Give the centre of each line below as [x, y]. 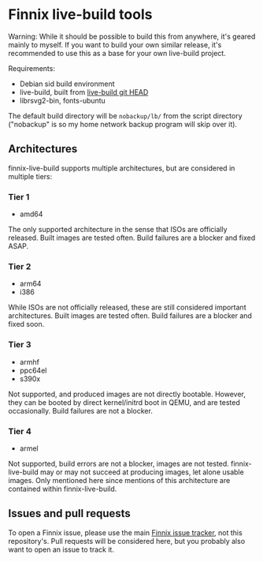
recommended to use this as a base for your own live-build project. [117, 53]
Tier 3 [20, 345]
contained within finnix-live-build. [63, 489]
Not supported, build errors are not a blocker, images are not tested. [119, 463]
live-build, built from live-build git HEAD [84, 92]
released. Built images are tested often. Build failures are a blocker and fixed [132, 238]
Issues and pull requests [70, 513]
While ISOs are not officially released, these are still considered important [127, 307]
